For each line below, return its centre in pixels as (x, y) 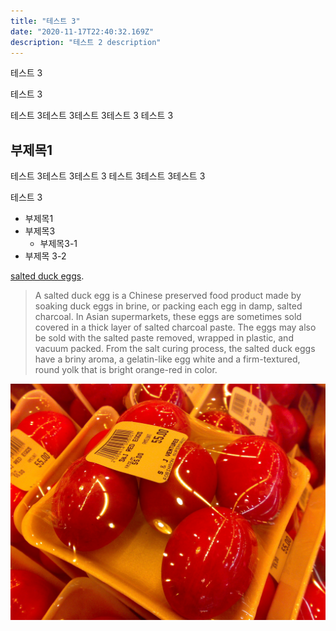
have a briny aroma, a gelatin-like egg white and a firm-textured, (167, 359)
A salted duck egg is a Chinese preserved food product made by (168, 296)
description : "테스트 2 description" (86, 42)
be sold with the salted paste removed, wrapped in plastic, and (164, 338)
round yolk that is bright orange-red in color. (126, 370)
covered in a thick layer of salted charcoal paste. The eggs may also (175, 327)
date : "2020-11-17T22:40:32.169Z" (82, 31)
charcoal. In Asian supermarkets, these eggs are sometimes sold (168, 317)
